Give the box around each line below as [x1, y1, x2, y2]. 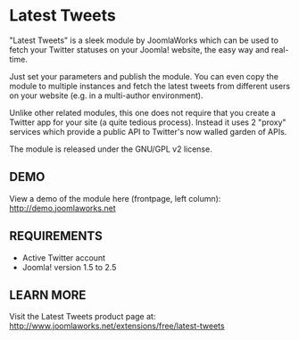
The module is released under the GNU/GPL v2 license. [9, 144, 212, 154]
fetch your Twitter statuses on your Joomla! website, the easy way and [9, 44, 270, 54]
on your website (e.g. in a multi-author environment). [9, 90, 203, 101]
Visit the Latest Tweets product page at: [9, 311, 156, 322]
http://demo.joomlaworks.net [9, 203, 116, 213]
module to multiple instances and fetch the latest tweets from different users [9, 80, 291, 91]
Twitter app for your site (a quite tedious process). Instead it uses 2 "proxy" [9, 117, 287, 128]
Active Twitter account [21, 252, 105, 263]
